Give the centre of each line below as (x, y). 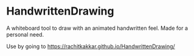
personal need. (25, 34)
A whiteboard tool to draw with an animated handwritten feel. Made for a (97, 28)
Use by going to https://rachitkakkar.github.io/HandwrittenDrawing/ (91, 46)
